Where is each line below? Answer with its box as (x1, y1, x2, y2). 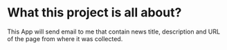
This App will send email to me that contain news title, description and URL (7, 27, 220, 36)
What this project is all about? (7, 5, 182, 21)
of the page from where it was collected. (7, 34, 123, 42)
